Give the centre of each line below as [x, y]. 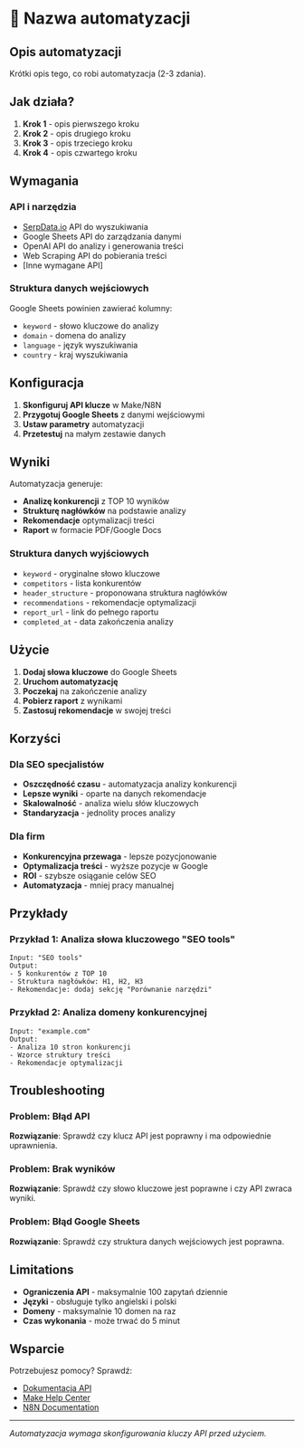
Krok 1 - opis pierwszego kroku [81, 124]
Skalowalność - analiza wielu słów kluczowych [110, 804]
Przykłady [39, 913]
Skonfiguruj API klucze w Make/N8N [92, 405]
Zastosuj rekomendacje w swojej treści [97, 710]
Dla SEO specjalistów [57, 764]
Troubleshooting [57, 1090]
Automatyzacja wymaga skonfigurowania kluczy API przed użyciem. [138, 1434]
